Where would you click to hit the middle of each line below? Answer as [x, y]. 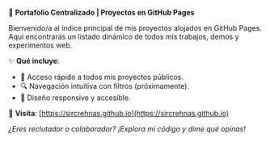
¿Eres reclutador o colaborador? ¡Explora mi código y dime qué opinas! [127, 129]
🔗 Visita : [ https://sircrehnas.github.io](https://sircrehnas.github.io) [119, 113]
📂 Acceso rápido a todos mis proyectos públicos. [102, 77]
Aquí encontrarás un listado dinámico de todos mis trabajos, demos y [124, 37]
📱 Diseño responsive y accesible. [75, 98]
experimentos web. [40, 45]
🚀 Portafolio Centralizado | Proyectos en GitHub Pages [101, 13]
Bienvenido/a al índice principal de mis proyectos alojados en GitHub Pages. [135, 28]
